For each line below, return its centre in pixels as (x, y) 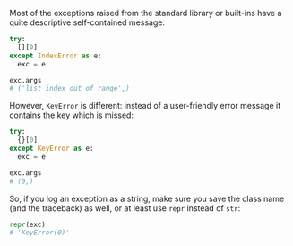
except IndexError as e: (56, 56)
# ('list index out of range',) (69, 89)
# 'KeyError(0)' (39, 233)
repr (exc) (28, 224)
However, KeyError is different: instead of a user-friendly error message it (145, 106)
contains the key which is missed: (72, 115)
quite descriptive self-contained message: (87, 22)
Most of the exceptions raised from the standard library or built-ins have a (146, 13)
